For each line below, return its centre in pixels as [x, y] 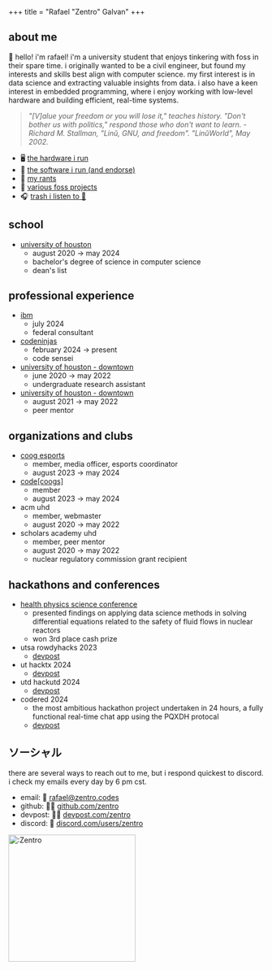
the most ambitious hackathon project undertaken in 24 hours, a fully [148, 708]
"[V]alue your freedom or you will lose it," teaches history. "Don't [137, 115]
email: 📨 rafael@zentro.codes [69, 797]
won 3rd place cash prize [75, 639]
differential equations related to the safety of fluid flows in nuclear [142, 622]
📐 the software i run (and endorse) [78, 169]
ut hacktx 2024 [45, 665]
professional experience [71, 296]
